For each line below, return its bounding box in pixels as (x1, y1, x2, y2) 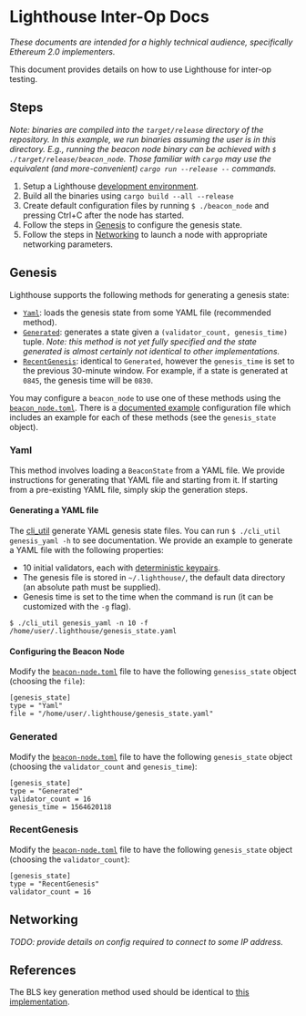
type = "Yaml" (9, 702, 64, 711)
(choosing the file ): (9, 676, 86, 687)
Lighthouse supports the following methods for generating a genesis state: (9, 289, 290, 300)
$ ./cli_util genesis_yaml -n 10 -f (9, 619, 148, 628)
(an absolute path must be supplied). (22, 581, 161, 593)
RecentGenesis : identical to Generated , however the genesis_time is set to (22, 355, 295, 366)
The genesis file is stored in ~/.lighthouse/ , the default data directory (22, 572, 286, 583)
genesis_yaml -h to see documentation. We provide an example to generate (9, 535, 293, 546)
